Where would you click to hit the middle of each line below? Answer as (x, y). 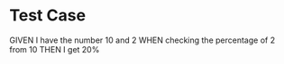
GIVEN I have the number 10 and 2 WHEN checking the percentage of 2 (142, 40)
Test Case (48, 16)
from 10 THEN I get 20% (55, 49)
